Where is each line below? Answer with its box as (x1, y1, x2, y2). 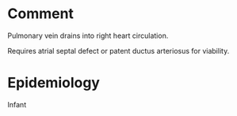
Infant (7, 99, 27, 109)
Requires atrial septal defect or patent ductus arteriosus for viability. (7, 46, 230, 55)
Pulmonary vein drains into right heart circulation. (7, 31, 169, 40)
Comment (7, 5, 75, 23)
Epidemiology (7, 74, 101, 92)
